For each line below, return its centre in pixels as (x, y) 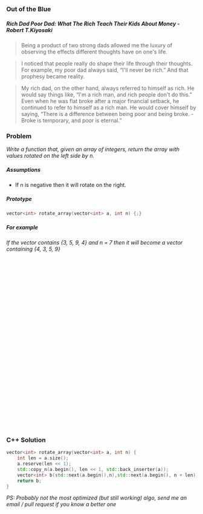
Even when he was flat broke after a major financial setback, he (100, 101)
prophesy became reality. (53, 76)
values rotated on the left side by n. (50, 156)
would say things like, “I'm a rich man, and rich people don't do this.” (106, 94)
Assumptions (24, 169)
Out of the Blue (29, 9)
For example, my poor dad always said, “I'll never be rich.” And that (105, 70)
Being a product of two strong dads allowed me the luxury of (97, 45)
